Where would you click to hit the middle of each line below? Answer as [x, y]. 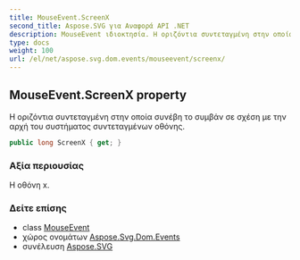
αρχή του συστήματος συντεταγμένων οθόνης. [97, 126]
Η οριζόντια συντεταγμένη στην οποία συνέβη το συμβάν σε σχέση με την [148, 116]
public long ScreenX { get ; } [66, 143]
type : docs [29, 42]
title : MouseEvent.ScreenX [59, 17]
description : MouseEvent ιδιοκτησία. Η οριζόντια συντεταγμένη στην [139, 34]
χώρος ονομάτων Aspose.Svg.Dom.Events [101, 237]
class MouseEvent [56, 228]
